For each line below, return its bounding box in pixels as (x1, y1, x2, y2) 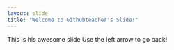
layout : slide (7, 10, 49, 17)
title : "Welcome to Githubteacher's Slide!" (7, 16, 139, 23)
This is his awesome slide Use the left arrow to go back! (7, 35, 168, 43)
